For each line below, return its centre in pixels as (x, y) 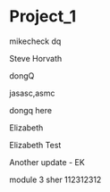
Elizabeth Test (35, 145)
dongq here (30, 110)
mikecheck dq (35, 41)
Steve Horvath (36, 58)
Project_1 (43, 17)
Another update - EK (47, 162)
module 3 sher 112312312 (55, 179)
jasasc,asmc (32, 93)
